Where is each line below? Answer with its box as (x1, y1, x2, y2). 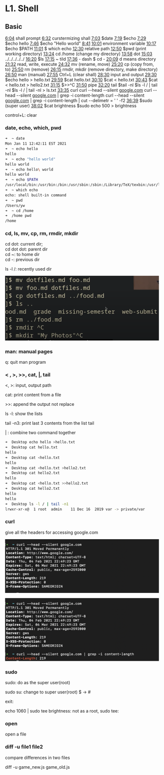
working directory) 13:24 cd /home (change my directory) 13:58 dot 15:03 (5, 51, 153, 57)
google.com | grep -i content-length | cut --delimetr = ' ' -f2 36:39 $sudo (5, 98, 153, 103)
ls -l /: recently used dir (5, 266, 52, 272)
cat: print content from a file (5, 392, 61, 398)
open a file (5, 731, 27, 737)
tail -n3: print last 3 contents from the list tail (5, 420, 94, 426)
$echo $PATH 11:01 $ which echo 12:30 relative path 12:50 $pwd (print (5, 46, 146, 51)
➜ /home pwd (5, 213, 32, 218)
